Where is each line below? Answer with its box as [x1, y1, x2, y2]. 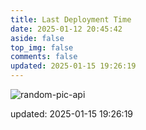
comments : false [10, 52, 78, 62]
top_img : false [10, 42, 74, 53]
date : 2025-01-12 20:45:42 [10, 24, 123, 34]
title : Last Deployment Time [10, 14, 132, 25]
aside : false [10, 33, 65, 43]
